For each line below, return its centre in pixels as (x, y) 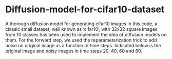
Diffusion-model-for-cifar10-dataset (85, 9)
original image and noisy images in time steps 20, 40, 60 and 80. (74, 51)
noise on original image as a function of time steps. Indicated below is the (83, 45)
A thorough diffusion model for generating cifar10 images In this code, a (81, 24)
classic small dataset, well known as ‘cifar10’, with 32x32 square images (81, 29)
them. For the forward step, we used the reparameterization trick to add (81, 40)
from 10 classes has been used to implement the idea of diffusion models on (86, 34)
